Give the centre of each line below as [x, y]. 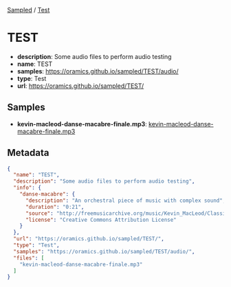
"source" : [39, 213]
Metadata [28, 153]
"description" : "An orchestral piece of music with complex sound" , [125, 200]
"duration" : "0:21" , [55, 207]
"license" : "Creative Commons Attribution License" [101, 220]
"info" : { [27, 188]
